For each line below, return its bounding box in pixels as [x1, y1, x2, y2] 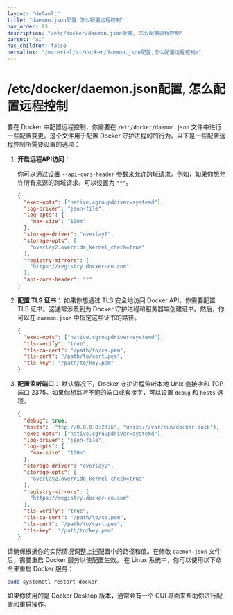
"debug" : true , [24, 417, 68, 424]
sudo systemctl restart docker [7, 578, 98, 585]
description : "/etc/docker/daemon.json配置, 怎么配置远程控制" [7, 29, 184, 37]
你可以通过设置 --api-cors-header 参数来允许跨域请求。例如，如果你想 [17, 170, 220, 178]
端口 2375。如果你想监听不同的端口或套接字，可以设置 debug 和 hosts [17, 388, 216, 397]
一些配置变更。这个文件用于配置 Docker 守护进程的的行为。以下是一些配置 [7, 131, 220, 140]
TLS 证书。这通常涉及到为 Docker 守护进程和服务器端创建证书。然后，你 [17, 304, 225, 313]
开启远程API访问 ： [17, 154, 71, 163]
